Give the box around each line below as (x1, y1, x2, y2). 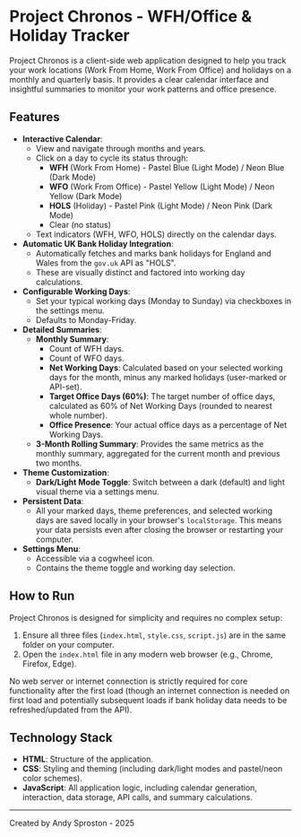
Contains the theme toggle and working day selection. (35, 562, 236, 573)
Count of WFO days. (48, 353, 125, 363)
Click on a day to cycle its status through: (35, 153, 188, 163)
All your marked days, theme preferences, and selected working (35, 505, 273, 516)
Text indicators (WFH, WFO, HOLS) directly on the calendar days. (35, 229, 278, 240)
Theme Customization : (21, 466, 110, 477)
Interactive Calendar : (21, 133, 103, 144)
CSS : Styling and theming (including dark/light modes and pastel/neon (21, 763, 283, 774)
